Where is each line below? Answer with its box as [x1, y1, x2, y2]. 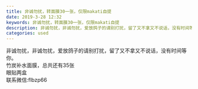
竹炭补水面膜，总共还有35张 [6, 62, 75, 69]
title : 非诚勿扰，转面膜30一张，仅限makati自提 [6, 8, 112, 15]
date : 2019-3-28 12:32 [6, 14, 62, 20]
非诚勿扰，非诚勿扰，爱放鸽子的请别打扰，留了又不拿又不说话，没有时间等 [6, 47, 187, 54]
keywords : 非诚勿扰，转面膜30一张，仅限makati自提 [6, 19, 120, 25]
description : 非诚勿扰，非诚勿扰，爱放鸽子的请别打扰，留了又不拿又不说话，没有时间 [6, 25, 190, 31]
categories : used [6, 30, 49, 36]
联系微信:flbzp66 [6, 77, 47, 84]
